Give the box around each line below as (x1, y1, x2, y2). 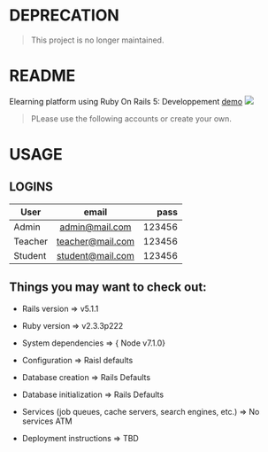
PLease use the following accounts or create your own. (30, 113, 233, 124)
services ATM (21, 416, 73, 426)
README (9, 66, 76, 86)
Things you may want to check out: (9, 280, 207, 295)
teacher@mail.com (56, 235, 135, 247)
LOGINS (9, 179, 53, 195)
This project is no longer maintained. (30, 35, 165, 45)
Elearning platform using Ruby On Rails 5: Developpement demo (9, 96, 243, 106)
